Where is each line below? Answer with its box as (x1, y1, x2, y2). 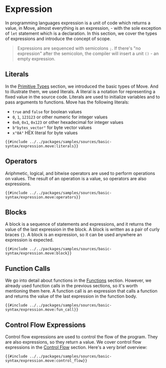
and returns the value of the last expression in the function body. (5, 293, 137, 299)
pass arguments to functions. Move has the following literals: (5, 99, 129, 105)
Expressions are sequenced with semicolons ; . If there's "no (17, 45, 141, 51)
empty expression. (17, 55, 55, 61)
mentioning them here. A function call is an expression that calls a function (5, 288, 158, 294)
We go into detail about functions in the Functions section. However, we (5, 277, 152, 283)
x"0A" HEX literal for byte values (12, 130, 78, 136)
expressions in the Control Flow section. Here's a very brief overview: (5, 344, 148, 350)
